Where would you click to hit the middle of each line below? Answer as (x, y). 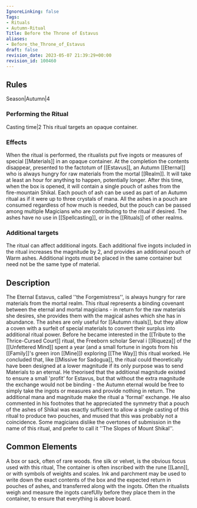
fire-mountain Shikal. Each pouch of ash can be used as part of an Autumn (96, 192)
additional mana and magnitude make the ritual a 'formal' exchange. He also (98, 397)
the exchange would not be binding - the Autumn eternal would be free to (95, 385)
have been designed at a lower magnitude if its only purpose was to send (95, 366)
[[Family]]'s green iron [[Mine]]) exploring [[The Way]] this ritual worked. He (98, 353)
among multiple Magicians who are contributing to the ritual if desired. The (96, 211)
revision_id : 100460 (31, 61)
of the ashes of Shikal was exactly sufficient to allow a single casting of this (98, 410)
